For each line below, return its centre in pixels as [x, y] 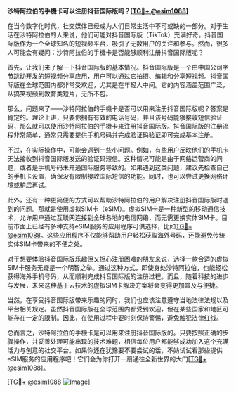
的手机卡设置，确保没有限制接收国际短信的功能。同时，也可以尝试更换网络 [115, 176]
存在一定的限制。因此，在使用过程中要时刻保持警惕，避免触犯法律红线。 [118, 318]
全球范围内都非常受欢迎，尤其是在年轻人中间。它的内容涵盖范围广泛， [127, 85]
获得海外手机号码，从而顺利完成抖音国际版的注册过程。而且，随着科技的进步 [118, 276]
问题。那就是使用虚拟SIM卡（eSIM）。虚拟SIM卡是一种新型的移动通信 [119, 209]
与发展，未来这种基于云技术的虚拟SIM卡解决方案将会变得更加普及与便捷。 [114, 285]
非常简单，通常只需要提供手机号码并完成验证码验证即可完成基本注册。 [114, 135]
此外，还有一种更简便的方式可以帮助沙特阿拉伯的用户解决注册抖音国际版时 [115, 200]
